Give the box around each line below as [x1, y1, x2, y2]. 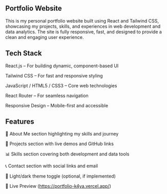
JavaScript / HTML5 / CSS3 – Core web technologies [5, 82, 117, 89]
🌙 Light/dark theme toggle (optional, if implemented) [5, 173, 116, 179]
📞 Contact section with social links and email [5, 163, 98, 169]
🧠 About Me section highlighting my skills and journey [5, 131, 119, 137]
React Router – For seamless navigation [5, 92, 89, 99]
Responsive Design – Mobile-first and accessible [5, 102, 109, 108]
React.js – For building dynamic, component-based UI [5, 63, 119, 69]
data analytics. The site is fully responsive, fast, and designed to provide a [5, 28, 162, 35]
